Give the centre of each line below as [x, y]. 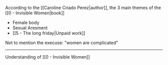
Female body [26, 23]
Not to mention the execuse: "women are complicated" [62, 43]
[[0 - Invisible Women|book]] [35, 13]
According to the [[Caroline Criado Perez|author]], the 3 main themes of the [83, 8]
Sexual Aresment [30, 28]
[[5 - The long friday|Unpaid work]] [49, 33]
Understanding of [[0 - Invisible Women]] [47, 57]
